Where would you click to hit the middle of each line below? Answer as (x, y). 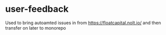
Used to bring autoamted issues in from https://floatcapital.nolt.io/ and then (83, 23)
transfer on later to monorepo (36, 28)
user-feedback (37, 9)
